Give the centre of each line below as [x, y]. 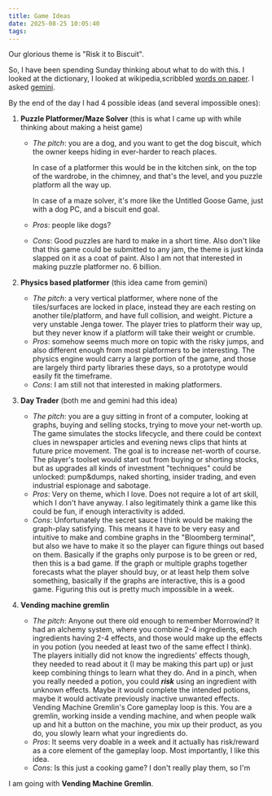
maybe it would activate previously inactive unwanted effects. [136, 699]
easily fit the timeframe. [72, 376]
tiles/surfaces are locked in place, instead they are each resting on [144, 307]
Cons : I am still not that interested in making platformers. [127, 385]
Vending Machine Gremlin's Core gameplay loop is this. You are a [142, 707]
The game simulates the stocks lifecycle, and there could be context [147, 434]
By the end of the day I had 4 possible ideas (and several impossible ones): [134, 103]
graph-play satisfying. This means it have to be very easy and [136, 529]
